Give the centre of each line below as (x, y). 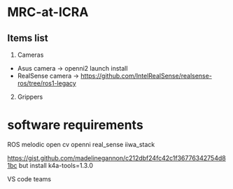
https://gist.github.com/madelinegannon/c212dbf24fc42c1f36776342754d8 (116, 157)
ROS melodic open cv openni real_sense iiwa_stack (81, 144)
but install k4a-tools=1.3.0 (56, 165)
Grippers (30, 97)
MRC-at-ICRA (48, 12)
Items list (28, 38)
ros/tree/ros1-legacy (47, 83)
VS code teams (29, 178)
